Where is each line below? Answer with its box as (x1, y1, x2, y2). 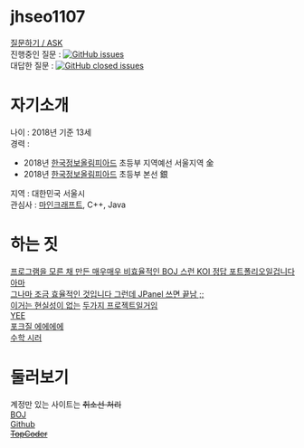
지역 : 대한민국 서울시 (10, 187, 85, 198)
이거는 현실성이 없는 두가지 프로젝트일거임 (10, 300, 158, 310)
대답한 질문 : (10, 60, 54, 71)
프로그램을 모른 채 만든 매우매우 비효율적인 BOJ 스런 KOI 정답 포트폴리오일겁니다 (10, 265, 295, 277)
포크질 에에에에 (10, 320, 64, 331)
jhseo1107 (10, 6, 86, 27)
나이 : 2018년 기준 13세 (10, 127, 92, 138)
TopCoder (10, 428, 48, 439)
